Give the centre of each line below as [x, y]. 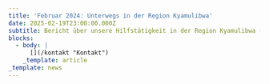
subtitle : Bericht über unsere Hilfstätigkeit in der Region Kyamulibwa [132, 30]
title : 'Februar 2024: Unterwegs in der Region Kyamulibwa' [111, 16]
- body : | [32, 46]
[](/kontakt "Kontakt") [69, 53]
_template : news [35, 68]
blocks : [21, 38]
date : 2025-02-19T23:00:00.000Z [62, 23]
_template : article [55, 61]
